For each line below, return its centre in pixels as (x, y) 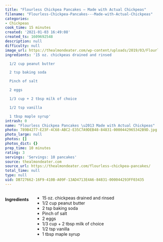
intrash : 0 (16, 121)
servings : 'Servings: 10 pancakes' (41, 157)
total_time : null (23, 171)
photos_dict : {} (21, 144)
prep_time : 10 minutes (28, 148)
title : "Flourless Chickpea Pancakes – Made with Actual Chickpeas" (76, 9)
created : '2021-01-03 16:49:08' (38, 32)
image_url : (16, 50)
